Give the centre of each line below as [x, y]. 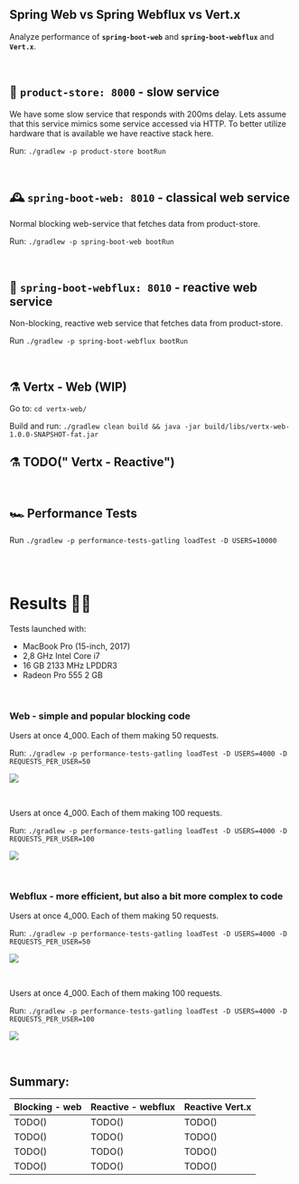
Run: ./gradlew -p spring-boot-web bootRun [92, 241]
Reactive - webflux [133, 1107]
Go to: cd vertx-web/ [48, 409]
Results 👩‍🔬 [51, 603]
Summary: [39, 1081]
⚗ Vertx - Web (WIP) [68, 386]
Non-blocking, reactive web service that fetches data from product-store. [146, 324]
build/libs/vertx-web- [248, 427]
